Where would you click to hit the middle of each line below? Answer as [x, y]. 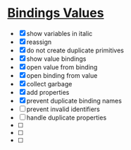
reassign [39, 42]
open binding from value [62, 75]
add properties [48, 92]
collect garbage [49, 83]
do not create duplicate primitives [75, 50]
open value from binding [62, 67]
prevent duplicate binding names [74, 100]
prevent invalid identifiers [63, 109]
